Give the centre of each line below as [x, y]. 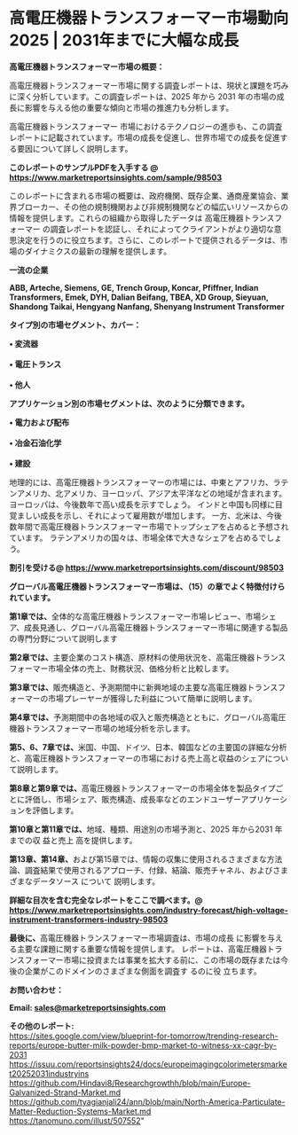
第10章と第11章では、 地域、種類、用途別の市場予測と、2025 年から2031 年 [146, 829]
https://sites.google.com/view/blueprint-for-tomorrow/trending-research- [144, 1036]
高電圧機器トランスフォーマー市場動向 [149, 18]
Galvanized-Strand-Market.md [65, 1092]
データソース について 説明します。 [96, 881]
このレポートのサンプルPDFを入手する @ [84, 167]
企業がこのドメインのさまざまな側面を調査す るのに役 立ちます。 [143, 971]
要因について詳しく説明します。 [74, 148]
